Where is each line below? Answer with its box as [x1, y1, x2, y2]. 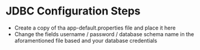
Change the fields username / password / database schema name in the [14, 30, 195, 37]
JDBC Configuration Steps [5, 4, 141, 18]
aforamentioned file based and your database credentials [14, 37, 158, 44]
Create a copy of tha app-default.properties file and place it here [14, 24, 176, 31]
